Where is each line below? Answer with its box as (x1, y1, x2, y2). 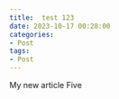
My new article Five (9, 80, 83, 90)
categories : (9, 30, 54, 39)
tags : (9, 47, 30, 56)
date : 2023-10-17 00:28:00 (9, 22, 111, 31)
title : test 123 (9, 13, 75, 22)
